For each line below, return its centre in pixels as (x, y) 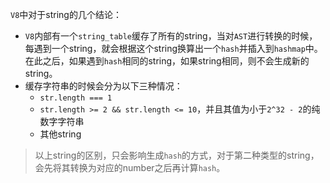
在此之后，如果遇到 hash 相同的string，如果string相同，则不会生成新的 (167, 61)
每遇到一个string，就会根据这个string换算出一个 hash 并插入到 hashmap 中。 (173, 48)
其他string (60, 134)
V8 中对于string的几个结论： (66, 14)
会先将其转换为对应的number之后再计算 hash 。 (130, 167)
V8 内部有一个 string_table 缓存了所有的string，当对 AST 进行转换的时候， (171, 36)
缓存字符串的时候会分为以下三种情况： (103, 86)
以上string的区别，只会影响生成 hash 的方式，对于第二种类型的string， (177, 155)
